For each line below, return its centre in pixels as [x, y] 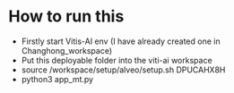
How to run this [66, 17]
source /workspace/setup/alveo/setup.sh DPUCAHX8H [123, 70]
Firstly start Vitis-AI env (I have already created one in [121, 41]
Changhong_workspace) [67, 50]
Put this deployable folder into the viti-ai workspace [117, 60]
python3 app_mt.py [57, 79]
